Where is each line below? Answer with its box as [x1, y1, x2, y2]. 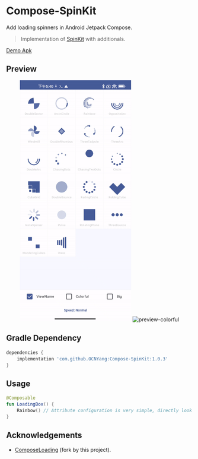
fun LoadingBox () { [6, 401, 55, 407]
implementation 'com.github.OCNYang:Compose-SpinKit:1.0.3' [17, 356, 168, 362]
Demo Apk [6, 46, 32, 54]
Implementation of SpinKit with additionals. [20, 35, 126, 42]
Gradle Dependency [6, 333, 82, 343]
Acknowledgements [6, 430, 82, 441]
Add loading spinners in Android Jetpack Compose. [6, 24, 132, 31]
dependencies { [6, 349, 44, 356]
